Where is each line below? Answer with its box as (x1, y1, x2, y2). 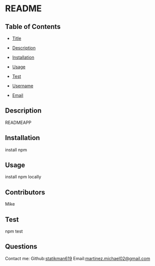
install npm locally (5, 174, 42, 180)
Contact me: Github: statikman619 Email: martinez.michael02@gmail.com (5, 255, 151, 261)
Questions (5, 242, 38, 251)
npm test (5, 228, 23, 234)
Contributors (5, 188, 45, 196)
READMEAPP (5, 120, 32, 125)
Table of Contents (5, 23, 61, 31)
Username (12, 83, 33, 89)
